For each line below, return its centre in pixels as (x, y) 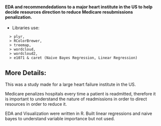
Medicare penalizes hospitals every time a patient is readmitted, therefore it (80, 94)
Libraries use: (26, 28)
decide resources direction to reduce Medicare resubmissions (69, 12)
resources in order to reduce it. (36, 104)
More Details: (26, 73)
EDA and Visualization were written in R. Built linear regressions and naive (79, 113)
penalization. (19, 17)
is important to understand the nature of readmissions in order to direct (76, 99)
